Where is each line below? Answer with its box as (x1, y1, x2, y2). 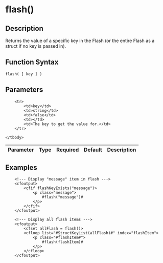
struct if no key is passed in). (5, 43, 66, 49)
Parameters (5, 86, 43, 94)
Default (83, 146, 102, 153)
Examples (5, 163, 37, 172)
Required (56, 146, 79, 153)
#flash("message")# (41, 195, 83, 200)
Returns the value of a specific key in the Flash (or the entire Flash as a (5, 37, 155, 44)
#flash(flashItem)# (41, 239, 83, 245)
